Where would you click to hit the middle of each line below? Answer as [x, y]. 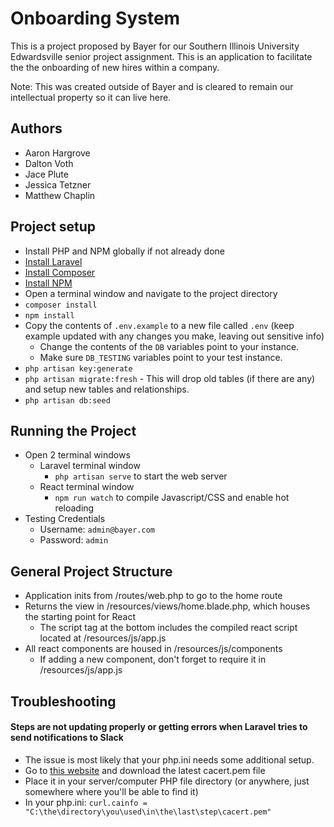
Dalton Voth [49, 163]
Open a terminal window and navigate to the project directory [151, 293]
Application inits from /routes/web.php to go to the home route [153, 596]
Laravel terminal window [90, 466]
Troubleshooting [63, 701]
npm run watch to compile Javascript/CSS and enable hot [172, 498]
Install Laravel [53, 261]
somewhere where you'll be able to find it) [111, 791]
